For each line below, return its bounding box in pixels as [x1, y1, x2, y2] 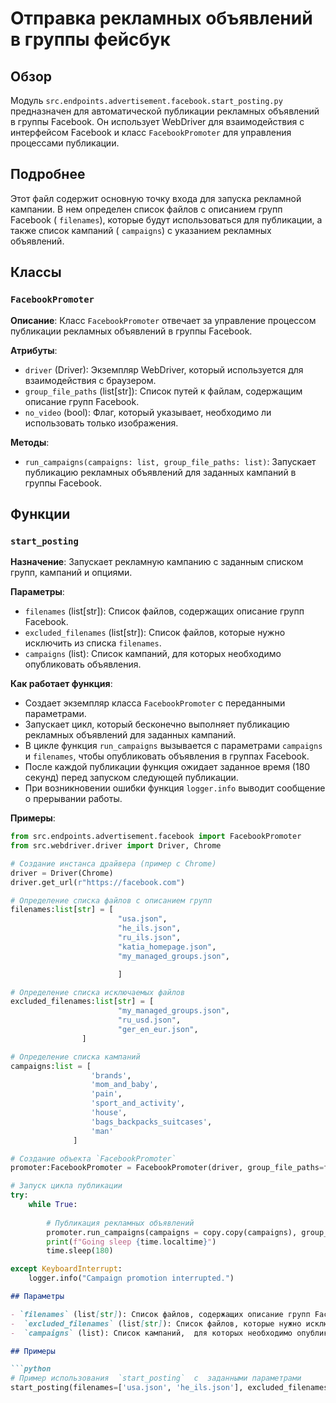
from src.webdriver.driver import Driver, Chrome [10, 841, 222, 851]
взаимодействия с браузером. [24, 374, 157, 386]
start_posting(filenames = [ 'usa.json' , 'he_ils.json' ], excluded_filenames [10, 1383, 329, 1393]
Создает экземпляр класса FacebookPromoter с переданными [24, 697, 286, 709]
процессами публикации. [10, 137, 120, 149]
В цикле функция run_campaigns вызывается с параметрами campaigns [24, 740, 323, 752]
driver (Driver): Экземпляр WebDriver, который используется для [24, 363, 304, 376]
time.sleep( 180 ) [46, 1246, 114, 1256]
